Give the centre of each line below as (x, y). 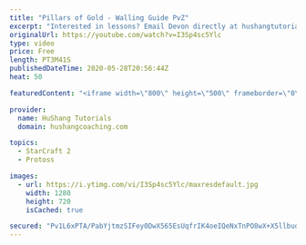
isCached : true (55, 210)
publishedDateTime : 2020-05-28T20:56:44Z (89, 69)
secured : (26, 226)
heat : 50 (26, 77)
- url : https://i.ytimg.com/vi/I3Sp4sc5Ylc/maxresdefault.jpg (138, 184)
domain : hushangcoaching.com (73, 127)
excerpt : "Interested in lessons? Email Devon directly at (124, 26)
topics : (24, 143)
